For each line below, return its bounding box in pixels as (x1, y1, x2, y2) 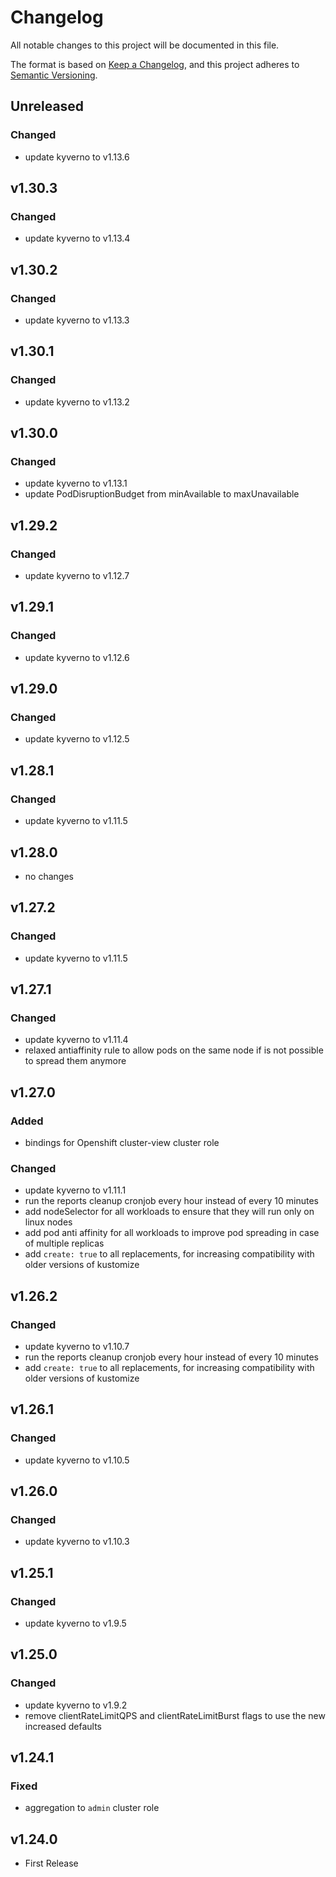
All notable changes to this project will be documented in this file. (10, 39, 280, 51)
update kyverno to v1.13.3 (24, 314, 130, 326)
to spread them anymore (24, 1055, 127, 1067)
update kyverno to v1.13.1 (24, 477, 128, 490)
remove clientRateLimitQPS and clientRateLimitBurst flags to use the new (24, 1709, 326, 1721)
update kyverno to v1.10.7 (24, 1340, 130, 1352)
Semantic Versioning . (10, 69, 98, 81)
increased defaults (24, 1720, 102, 1732)
